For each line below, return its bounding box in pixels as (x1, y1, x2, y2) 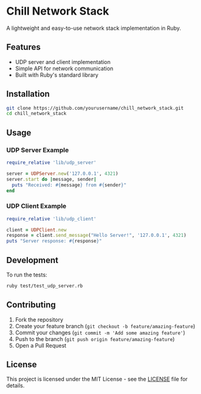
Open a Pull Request (15, 342, 67, 349)
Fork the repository (15, 315, 64, 323)
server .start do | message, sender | (6, 176, 97, 182)
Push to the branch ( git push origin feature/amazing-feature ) (15, 335, 175, 342)
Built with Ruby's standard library (15, 71, 99, 79)
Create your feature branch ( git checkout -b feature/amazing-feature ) (15, 322, 196, 329)
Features (6, 42, 41, 52)
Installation (6, 89, 50, 99)
